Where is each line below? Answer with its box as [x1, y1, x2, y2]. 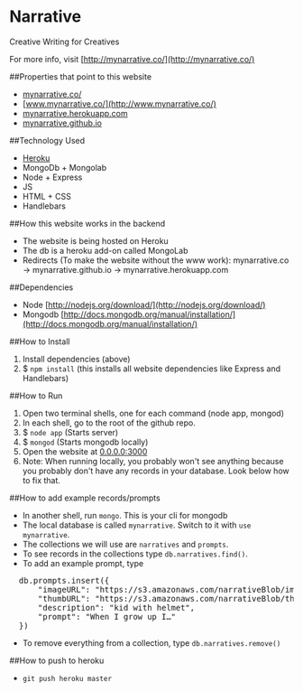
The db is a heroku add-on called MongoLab [22, 245, 188, 256]
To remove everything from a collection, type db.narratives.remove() [22, 637, 281, 648]
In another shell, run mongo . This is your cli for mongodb [22, 510, 228, 520]
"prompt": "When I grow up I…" [37, 612, 177, 622]
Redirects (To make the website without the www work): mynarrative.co [22, 255, 289, 266]
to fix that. [22, 474, 61, 485]
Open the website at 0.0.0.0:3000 [22, 445, 148, 457]
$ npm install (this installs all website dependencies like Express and [22, 363, 281, 374]
